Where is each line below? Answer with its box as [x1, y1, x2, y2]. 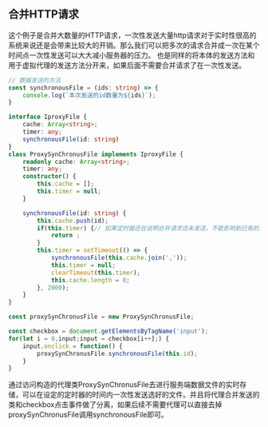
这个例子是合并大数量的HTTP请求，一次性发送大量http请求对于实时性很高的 [8, 30, 257, 40]
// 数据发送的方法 [8, 76, 61, 84]
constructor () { [22, 173, 77, 181]
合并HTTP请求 [8, 7, 80, 22]
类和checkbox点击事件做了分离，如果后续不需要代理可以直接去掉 [8, 400, 223, 409]
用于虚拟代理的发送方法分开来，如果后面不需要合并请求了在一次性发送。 [8, 60, 246, 70]
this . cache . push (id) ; [37, 217, 109, 225]
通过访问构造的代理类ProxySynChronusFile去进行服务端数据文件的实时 [8, 380, 240, 389]
